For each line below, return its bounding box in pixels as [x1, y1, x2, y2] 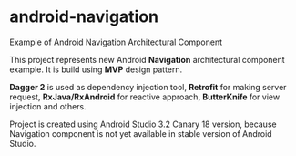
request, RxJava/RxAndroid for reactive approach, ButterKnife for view [9, 91, 281, 102]
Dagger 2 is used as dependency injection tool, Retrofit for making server [9, 81, 287, 92]
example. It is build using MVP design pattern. [9, 64, 183, 75]
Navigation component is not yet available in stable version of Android [9, 128, 272, 139]
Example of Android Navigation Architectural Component [9, 36, 223, 47]
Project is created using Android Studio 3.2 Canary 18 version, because [9, 119, 277, 130]
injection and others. [9, 100, 87, 111]
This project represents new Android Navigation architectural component [9, 54, 285, 65]
